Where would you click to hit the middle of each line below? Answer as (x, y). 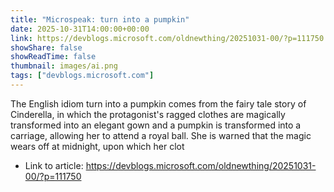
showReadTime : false (53, 57)
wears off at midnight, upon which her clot (97, 146)
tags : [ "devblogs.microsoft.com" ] (82, 76)
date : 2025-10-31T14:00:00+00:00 (80, 29)
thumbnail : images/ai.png (64, 66)
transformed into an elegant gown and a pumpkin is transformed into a (156, 125)
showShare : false (46, 47)
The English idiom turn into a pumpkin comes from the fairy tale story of (158, 103)
